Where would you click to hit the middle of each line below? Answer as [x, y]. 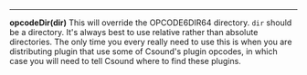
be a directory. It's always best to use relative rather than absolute [134, 33]
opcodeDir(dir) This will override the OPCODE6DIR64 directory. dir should [151, 23]
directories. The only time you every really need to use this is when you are [151, 42]
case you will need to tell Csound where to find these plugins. [126, 61]
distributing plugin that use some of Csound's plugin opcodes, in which [143, 52]
